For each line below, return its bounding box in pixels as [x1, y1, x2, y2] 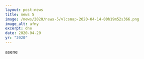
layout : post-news [5, 7, 43, 12]
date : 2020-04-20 [5, 30, 41, 35]
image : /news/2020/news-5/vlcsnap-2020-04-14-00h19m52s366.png [5, 16, 140, 21]
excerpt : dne [5, 26, 32, 31]
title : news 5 [5, 12, 35, 17]
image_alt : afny [5, 21, 39, 26]
